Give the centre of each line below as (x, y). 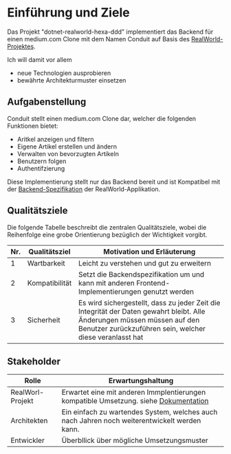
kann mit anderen (107, 283)
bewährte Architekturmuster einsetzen (71, 80)
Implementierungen (110, 292)
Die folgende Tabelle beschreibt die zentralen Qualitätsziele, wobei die (107, 227)
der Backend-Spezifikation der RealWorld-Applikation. (84, 189)
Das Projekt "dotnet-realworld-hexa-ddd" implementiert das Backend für (110, 32)
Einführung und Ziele (68, 13)
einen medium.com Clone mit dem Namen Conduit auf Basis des (99, 39)
